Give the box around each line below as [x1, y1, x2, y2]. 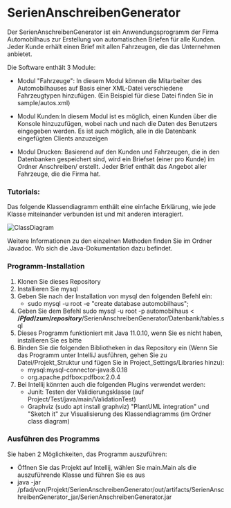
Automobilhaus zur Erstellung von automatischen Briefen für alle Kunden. [7, 35, 216, 43]
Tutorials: [7, 187, 40, 197]
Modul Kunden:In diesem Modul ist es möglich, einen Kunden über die [17, 112, 217, 120]
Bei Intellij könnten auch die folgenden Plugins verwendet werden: [17, 380, 206, 388]
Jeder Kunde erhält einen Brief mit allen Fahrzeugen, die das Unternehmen [7, 42, 221, 51]
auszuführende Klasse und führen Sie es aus [17, 471, 145, 479]
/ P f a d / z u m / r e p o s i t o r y [17, 314, 82, 323]
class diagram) [27, 417, 71, 425]
